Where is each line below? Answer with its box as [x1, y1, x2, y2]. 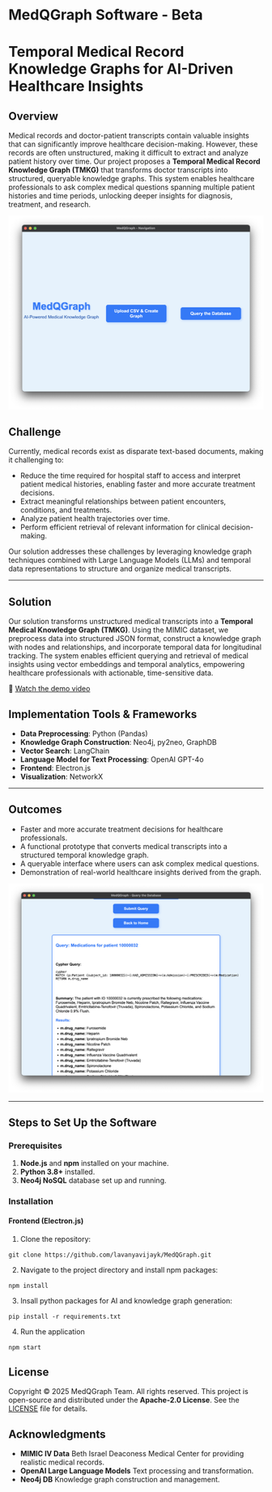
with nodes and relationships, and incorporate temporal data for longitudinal [8, 642, 261, 652]
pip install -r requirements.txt [8, 1312, 121, 1320]
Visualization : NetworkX [19, 772, 104, 782]
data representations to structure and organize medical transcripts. [8, 564, 232, 574]
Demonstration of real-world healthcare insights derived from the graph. [19, 867, 261, 877]
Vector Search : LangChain [19, 746, 110, 756]
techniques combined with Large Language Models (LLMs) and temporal [8, 555, 251, 565]
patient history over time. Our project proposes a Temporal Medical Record [8, 156, 261, 167]
